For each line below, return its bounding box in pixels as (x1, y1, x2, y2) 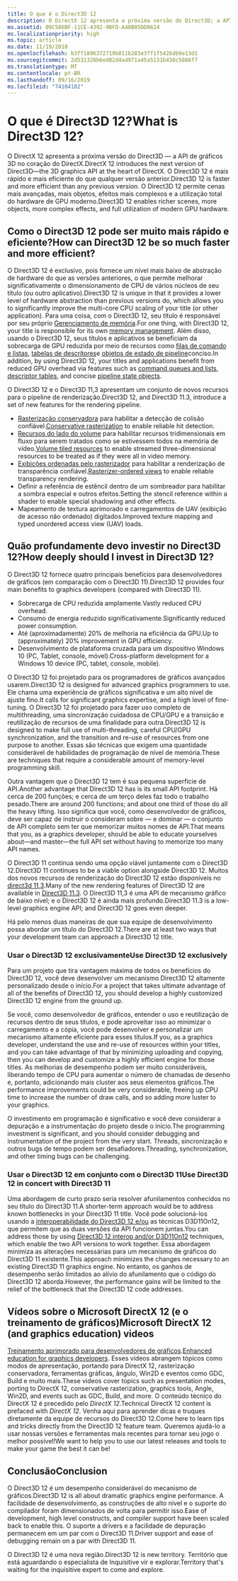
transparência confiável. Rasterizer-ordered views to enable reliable (17, 467, 214, 475)
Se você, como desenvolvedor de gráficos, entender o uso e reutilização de (7, 1010, 229, 1019)
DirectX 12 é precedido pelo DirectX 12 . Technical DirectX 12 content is (7, 1400, 211, 1408)
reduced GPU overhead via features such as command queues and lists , (7, 364, 219, 372)
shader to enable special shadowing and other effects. (17, 497, 177, 505)
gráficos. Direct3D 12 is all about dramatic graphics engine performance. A (7, 1492, 225, 1500)
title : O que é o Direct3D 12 (7, 10, 97, 18)
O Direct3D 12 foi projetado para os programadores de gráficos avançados (7, 673, 225, 681)
